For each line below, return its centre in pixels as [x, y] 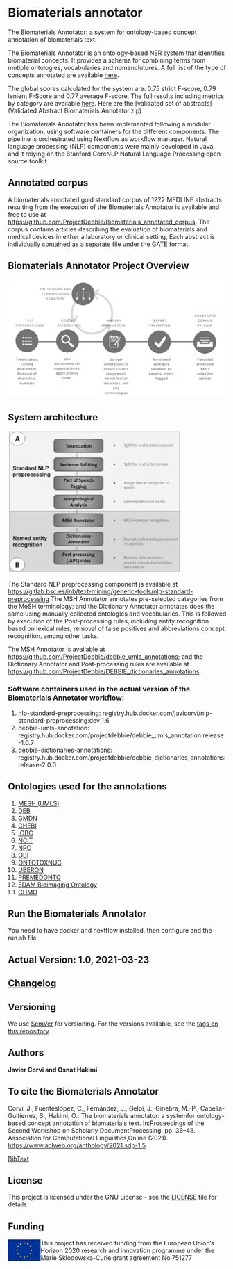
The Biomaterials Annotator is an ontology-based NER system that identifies [116, 53]
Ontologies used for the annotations [87, 787]
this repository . [29, 1031]
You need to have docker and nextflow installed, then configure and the [110, 931]
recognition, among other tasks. [53, 636]
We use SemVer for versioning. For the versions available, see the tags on [113, 1024]
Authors [26, 1053]
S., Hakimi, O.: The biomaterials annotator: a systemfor [117, 1115]
